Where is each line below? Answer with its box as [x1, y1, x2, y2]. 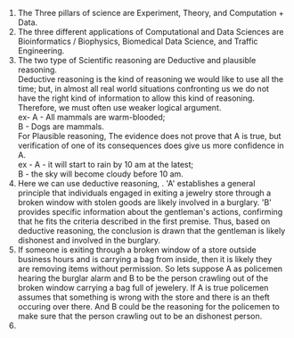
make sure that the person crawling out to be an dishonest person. [17, 311, 263, 321]
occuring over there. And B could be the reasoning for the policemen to [17, 301, 281, 311]
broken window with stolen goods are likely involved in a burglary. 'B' [17, 197, 272, 208]
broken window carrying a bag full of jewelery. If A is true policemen [17, 283, 269, 293]
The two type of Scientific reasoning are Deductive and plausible [17, 55, 257, 65]
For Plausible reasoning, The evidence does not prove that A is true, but [17, 131, 282, 141]
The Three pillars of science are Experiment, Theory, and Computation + [17, 8, 284, 18]
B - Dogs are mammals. [17, 121, 105, 132]
